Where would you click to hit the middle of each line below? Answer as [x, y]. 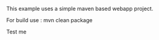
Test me [16, 32]
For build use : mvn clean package [49, 20]
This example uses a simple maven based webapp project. [80, 9]
